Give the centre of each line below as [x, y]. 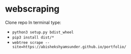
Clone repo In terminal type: [33, 22]
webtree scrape [28, 42]
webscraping [32, 9]
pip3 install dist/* [33, 37]
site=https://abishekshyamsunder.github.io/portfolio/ [69, 47]
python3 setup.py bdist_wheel [43, 32]
